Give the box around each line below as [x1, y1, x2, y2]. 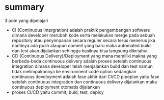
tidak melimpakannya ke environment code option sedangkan [11, 68, 137, 74]
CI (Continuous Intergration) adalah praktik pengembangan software [11, 27, 150, 33]
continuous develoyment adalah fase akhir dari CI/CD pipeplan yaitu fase [11, 74, 160, 80]
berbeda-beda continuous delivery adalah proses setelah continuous [11, 58, 152, 64]
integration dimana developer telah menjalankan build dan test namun [11, 63, 153, 69]
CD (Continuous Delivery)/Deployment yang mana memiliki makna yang [11, 53, 157, 59]
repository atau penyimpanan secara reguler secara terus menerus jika [11, 37, 156, 43]
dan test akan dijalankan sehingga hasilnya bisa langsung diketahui [11, 48, 148, 54]
